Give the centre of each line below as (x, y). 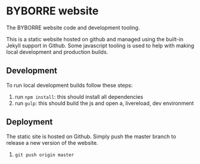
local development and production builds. (57, 51)
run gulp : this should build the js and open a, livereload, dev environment (104, 103)
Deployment (30, 122)
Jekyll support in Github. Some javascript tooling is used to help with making (100, 45)
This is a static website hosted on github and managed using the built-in (95, 39)
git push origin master (44, 155)
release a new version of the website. (52, 142)
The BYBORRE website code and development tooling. (73, 28)
